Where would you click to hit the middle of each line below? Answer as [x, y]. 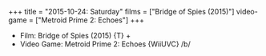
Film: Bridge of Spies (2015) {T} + [75, 36]
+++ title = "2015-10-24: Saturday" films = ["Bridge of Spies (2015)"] [121, 12]
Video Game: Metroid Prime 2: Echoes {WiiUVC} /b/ [105, 44]
